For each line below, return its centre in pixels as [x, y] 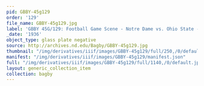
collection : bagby [29, 74]
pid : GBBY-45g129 [28, 12]
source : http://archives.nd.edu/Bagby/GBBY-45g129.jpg [77, 46]
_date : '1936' [24, 35]
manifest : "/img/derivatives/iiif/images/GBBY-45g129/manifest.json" [96, 57]
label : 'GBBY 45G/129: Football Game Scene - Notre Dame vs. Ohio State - [103, 29]
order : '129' [23, 18]
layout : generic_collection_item [49, 68]
